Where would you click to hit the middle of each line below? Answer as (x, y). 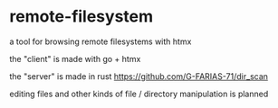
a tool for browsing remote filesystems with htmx (101, 41)
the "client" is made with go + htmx (75, 58)
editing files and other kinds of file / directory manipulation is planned (139, 94)
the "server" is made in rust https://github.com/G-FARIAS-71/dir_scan (139, 76)
